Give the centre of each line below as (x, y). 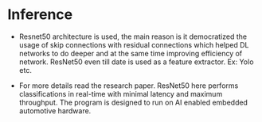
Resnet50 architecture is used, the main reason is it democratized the (133, 36)
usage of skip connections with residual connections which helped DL (134, 44)
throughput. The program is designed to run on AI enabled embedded (133, 102)
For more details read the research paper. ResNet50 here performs (129, 86)
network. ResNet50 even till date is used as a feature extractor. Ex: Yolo (136, 62)
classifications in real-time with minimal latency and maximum (121, 93)
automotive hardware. (55, 111)
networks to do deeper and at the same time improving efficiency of (131, 53)
